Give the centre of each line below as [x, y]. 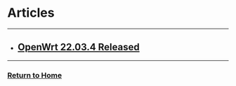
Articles [31, 13]
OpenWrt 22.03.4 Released [78, 47]
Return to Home [34, 75]
